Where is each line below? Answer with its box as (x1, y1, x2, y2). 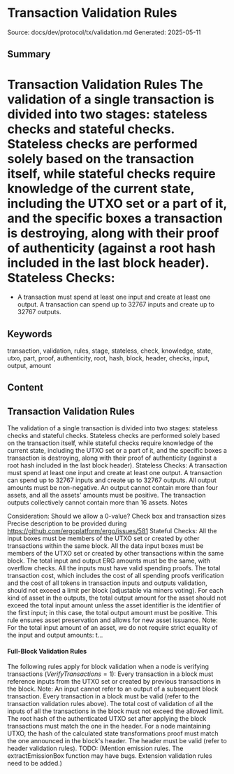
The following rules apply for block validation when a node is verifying (7, 663, 210, 671)
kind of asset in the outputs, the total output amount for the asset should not (7, 593, 227, 603)
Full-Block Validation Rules (7, 647, 87, 655)
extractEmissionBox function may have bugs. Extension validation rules (7, 752, 212, 760)
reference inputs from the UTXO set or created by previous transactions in (7, 677, 221, 686)
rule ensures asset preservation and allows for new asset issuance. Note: (7, 616, 218, 624)
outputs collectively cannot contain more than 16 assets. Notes (7, 498, 189, 507)
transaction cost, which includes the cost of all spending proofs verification (7, 572, 224, 580)
